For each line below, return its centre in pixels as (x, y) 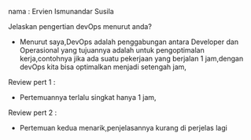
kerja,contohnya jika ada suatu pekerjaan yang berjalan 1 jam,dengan (131, 59)
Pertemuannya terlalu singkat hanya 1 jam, (88, 97)
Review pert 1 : (32, 82)
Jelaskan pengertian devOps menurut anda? (80, 26)
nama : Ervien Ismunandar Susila (61, 11)
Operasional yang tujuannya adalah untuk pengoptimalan (112, 50)
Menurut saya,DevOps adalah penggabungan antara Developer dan (129, 42)
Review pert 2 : (33, 112)
